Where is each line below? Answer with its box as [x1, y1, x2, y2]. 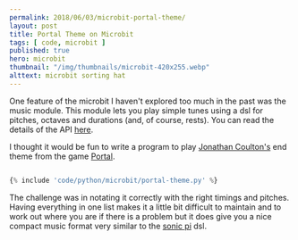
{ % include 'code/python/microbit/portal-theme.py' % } [9, 176, 218, 185]
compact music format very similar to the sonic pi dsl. [9, 220, 208, 231]
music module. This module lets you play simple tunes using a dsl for [9, 104, 264, 116]
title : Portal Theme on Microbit [9, 29, 134, 38]
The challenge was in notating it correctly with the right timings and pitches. [9, 192, 289, 203]
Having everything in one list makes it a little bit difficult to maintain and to [9, 202, 282, 212]
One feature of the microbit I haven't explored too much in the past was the [9, 95, 286, 106]
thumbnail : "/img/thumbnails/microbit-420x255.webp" [9, 63, 210, 72]
